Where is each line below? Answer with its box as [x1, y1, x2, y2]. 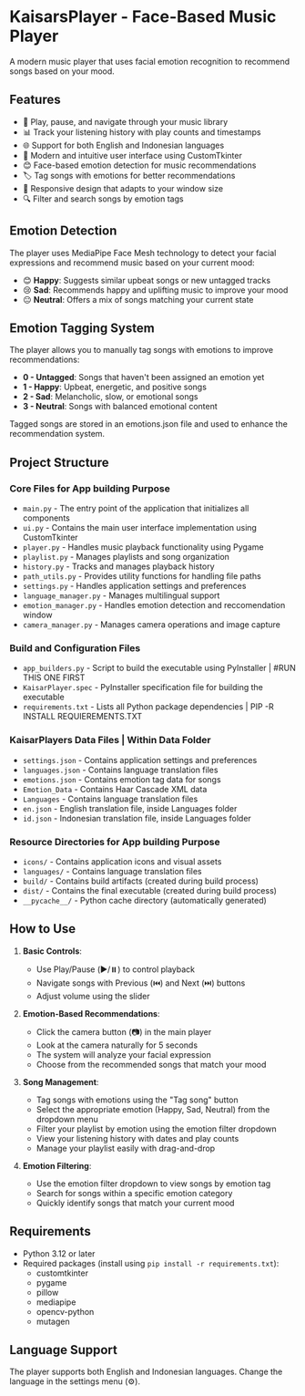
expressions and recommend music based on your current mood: [9, 257, 255, 268]
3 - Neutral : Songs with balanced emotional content [22, 401, 219, 412]
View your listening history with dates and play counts [36, 1132, 239, 1143]
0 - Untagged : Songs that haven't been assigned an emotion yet [22, 372, 265, 383]
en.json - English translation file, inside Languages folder [22, 802, 238, 813]
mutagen [36, 1316, 70, 1327]
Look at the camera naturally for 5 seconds [36, 1039, 198, 1050]
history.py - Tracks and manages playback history [22, 561, 216, 572]
